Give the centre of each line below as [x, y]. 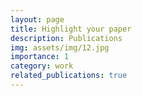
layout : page [37, 19]
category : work [42, 66]
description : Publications [66, 38]
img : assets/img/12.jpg [60, 47]
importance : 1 [40, 57]
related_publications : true [69, 76]
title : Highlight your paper [71, 29]
